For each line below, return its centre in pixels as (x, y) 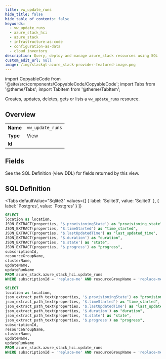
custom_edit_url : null (28, 60)
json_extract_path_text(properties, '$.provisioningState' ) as (72, 297)
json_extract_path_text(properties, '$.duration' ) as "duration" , (75, 311)
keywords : (15, 23)
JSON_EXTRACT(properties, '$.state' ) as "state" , (57, 242)
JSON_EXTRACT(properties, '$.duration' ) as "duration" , (64, 238)
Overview (21, 114)
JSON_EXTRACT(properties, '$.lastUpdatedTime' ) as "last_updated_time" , (82, 233)
